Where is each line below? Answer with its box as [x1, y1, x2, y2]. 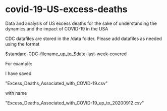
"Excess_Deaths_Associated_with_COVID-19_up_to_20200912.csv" [5, 100, 144, 106]
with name [5, 90, 27, 96]
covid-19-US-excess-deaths [5, 4, 128, 15]
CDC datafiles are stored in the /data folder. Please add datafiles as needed [5, 35, 162, 42]
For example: [5, 60, 33, 66]
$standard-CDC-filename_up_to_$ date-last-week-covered [5, 51, 127, 57]
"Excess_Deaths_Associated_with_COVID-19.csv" [5, 80, 108, 86]
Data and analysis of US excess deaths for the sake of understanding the [5, 20, 157, 26]
